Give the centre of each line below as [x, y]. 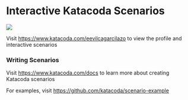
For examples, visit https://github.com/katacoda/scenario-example [87, 91]
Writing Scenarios [33, 60]
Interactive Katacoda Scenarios [85, 11]
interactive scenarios [32, 44]
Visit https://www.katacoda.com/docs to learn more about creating [88, 73]
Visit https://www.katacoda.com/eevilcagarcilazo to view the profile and [94, 38]
